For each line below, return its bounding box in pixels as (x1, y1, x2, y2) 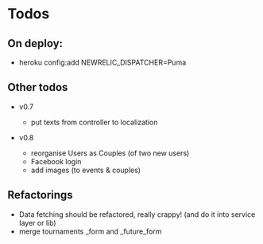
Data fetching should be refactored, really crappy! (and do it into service (18, 209, 256, 219)
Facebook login (30, 156, 82, 166)
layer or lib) (18, 218, 56, 227)
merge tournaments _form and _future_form (18, 226, 162, 236)
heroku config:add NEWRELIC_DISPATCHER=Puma (18, 57, 187, 67)
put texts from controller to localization (30, 117, 158, 127)
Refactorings (7, 188, 73, 202)
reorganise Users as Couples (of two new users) (30, 148, 190, 158)
